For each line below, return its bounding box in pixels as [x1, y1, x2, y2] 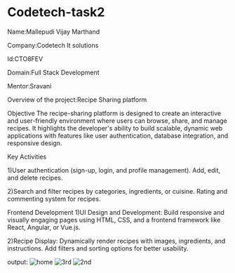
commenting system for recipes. [7, 194, 101, 203]
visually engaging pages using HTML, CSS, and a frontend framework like [7, 215, 221, 224]
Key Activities [7, 152, 47, 161]
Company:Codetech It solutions [7, 41, 99, 49]
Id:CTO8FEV [7, 54, 43, 63]
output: [7, 258, 28, 266]
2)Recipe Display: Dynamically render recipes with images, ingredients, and [7, 237, 226, 245]
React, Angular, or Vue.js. [7, 222, 81, 232]
